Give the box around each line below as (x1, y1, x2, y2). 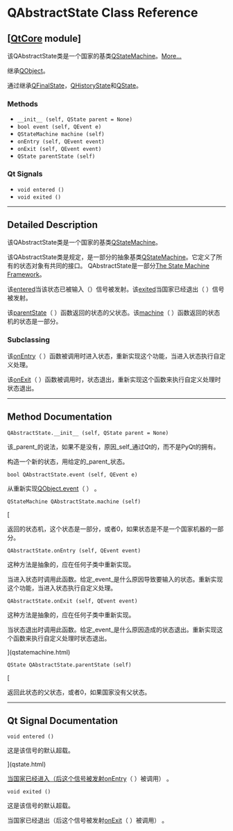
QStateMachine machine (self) (17, 131, 105, 138)
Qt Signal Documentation (7, 714, 119, 727)
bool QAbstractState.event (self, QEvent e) (7, 471, 138, 478)
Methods (7, 99, 38, 108)
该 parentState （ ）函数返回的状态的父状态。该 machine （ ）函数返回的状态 (7, 308, 221, 317)
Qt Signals (7, 169, 43, 179)
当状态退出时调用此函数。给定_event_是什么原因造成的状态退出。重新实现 (7, 625, 217, 634)
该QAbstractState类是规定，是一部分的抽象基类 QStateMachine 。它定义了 (7, 253, 216, 261)
